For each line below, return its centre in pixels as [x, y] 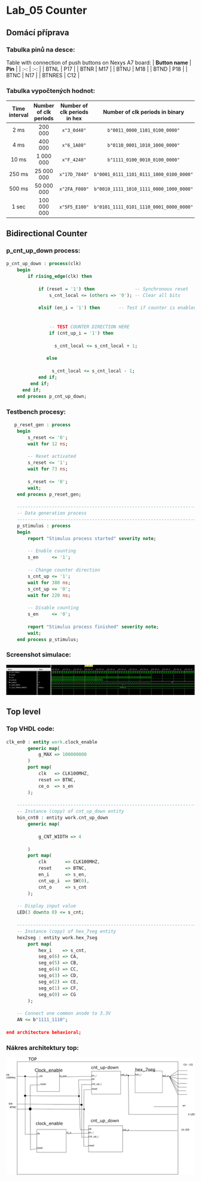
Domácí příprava [38, 33]
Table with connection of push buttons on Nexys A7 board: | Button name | [99, 62]
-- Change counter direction [64, 570]
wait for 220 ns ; [49, 595]
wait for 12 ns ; [48, 444]
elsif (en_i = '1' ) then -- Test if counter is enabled [117, 308]
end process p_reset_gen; [49, 494]
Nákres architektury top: [43, 1048]
